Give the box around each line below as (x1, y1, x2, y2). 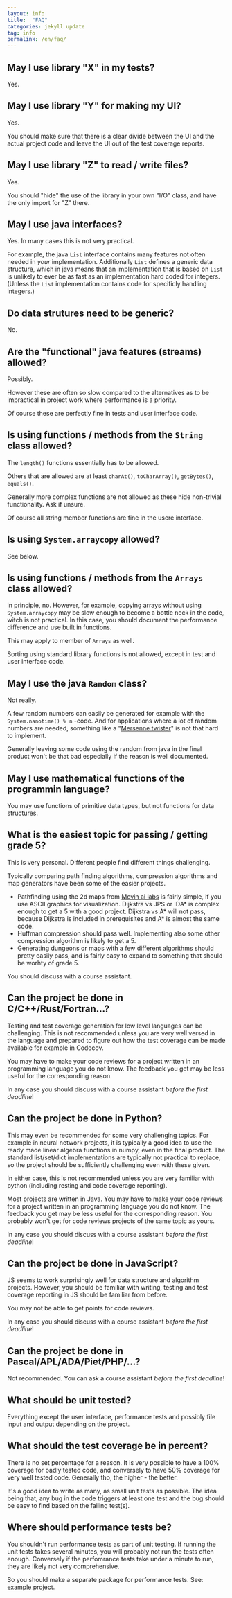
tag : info (7, 29, 36, 37)
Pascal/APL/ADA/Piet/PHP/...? (7, 1355, 141, 1367)
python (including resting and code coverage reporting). (7, 1181, 168, 1189)
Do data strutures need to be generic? (7, 307, 175, 319)
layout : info (7, 10, 45, 17)
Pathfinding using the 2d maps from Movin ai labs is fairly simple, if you (17, 892, 222, 901)
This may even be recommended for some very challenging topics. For (7, 1131, 209, 1139)
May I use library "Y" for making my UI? (7, 100, 181, 112)
